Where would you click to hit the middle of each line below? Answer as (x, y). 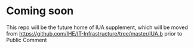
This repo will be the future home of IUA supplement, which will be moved (97, 27)
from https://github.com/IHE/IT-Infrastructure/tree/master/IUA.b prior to (94, 33)
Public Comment (27, 40)
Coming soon (40, 11)
